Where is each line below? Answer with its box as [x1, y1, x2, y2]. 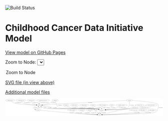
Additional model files [5, 89, 50, 95]
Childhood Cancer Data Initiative [5, 22, 144, 33]
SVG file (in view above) [5, 79, 55, 85]
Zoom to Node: [5, 59, 37, 65]
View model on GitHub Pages [5, 49, 66, 55]
